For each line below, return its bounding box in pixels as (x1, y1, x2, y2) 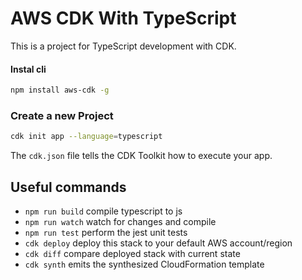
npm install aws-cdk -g (10, 85, 110, 96)
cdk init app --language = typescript (10, 132, 163, 142)
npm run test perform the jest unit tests (24, 227, 188, 238)
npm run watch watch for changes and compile (24, 216, 217, 227)
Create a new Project (10, 108, 114, 122)
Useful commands (10, 178, 127, 196)
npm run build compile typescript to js (24, 205, 183, 217)
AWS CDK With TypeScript (10, 7, 237, 30)
